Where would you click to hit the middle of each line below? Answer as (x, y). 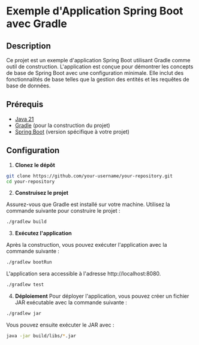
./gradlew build (26, 222)
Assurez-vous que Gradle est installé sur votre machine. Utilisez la (88, 204)
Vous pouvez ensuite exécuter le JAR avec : (61, 325)
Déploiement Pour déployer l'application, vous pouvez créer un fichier (102, 296)
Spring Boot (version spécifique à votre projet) (72, 131)
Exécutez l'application (43, 233)
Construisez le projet (42, 193)
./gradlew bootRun (29, 262)
